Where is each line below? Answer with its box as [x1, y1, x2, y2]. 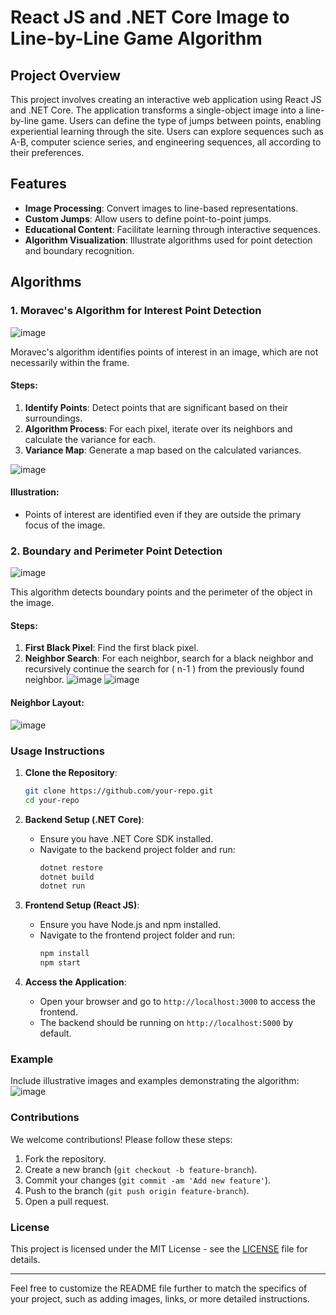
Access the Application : [24, 976, 127, 988]
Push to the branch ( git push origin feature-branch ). [24, 1184, 250, 1196]
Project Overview [10, 67, 121, 84]
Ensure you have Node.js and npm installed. [39, 919, 222, 931]
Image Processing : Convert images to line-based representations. [24, 202, 299, 214]
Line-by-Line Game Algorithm [10, 27, 263, 50]
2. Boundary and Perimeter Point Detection [10, 544, 223, 558]
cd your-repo [24, 795, 80, 805]
